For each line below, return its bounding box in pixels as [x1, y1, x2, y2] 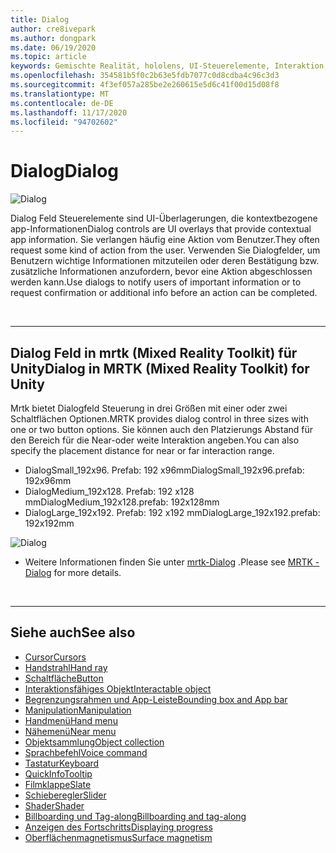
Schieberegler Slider [24, 789, 107, 801]
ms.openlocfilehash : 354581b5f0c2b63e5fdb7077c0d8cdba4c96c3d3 [10, 71, 280, 81]
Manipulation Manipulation [24, 704, 132, 716]
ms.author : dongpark [10, 33, 97, 43]
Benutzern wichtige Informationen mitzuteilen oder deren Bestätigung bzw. [10, 255, 320, 267]
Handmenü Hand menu [24, 714, 118, 726]
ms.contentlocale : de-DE [10, 98, 114, 108]
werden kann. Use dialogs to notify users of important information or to [10, 276, 302, 288]
